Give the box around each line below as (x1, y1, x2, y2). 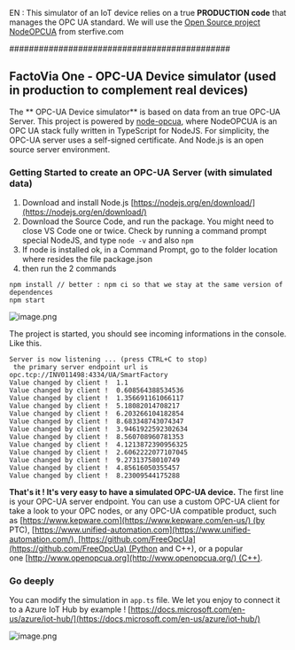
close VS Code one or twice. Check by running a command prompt (21, 226, 268, 236)
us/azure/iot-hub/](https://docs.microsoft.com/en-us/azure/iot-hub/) (9, 614, 261, 624)
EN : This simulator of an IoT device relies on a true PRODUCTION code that (9, 8, 287, 18)
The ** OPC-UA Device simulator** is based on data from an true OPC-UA (9, 106, 281, 117)
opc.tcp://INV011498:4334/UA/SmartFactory (9, 371, 168, 380)
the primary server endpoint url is (12, 363, 149, 372)
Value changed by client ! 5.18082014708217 (9, 402, 180, 411)
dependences (9, 288, 53, 298)
